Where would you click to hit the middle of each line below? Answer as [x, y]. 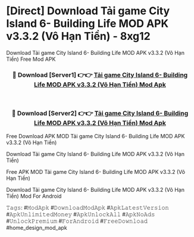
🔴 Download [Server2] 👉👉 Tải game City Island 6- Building [100, 113]
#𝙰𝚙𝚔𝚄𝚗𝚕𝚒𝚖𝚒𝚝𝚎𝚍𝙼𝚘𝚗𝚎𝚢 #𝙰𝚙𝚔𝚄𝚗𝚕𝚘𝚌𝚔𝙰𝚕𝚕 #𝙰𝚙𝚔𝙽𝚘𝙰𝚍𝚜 [81, 214]
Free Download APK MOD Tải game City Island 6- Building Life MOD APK [96, 136]
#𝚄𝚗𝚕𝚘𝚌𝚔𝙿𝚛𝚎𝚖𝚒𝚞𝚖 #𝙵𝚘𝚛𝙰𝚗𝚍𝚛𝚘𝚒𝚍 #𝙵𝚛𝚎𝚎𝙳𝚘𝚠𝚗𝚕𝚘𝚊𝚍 [77, 221]
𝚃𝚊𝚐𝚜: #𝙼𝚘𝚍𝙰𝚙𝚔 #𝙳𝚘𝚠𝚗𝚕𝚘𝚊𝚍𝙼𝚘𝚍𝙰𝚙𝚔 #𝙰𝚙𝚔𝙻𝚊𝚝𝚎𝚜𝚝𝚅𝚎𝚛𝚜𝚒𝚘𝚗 [88, 207]
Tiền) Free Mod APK [31, 59]
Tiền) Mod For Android [34, 196]
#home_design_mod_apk [37, 227]
